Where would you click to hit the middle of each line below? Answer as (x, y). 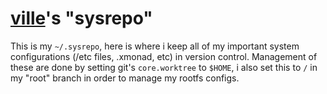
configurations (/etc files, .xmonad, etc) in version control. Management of (164, 56)
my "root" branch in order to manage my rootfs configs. (125, 78)
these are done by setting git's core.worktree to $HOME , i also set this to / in (164, 67)
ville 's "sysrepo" (81, 18)
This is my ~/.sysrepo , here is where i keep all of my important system (155, 46)
